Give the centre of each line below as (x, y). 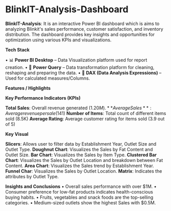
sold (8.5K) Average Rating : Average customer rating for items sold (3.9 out (85, 119)
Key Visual (17, 134)
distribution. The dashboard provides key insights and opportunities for (80, 34)
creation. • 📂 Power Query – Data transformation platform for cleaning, (80, 67)
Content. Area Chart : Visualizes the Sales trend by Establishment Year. (80, 166)
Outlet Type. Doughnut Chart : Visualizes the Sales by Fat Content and (79, 149)
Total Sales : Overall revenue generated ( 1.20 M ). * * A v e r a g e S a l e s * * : (78, 108)
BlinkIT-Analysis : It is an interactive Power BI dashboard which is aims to (82, 24)
